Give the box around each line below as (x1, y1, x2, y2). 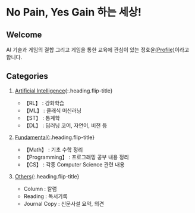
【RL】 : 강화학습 (23, 99, 64, 106)
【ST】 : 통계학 (23, 114, 61, 121)
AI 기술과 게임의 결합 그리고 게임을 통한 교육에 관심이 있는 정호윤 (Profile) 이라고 (6, 46, 189, 53)
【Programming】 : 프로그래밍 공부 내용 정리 (23, 153, 129, 160)
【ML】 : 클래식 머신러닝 (23, 107, 82, 114)
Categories (6, 71, 49, 81)
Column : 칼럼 (23, 185, 58, 192)
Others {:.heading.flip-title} (14, 172, 80, 180)
